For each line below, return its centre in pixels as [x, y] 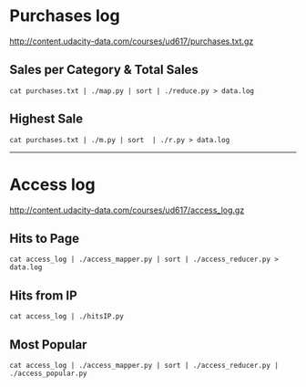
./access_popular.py [49, 373]
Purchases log [65, 16]
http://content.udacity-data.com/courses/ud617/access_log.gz [127, 210]
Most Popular [48, 345]
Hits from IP [43, 295]
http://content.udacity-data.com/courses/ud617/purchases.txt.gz [132, 41]
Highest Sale [46, 119]
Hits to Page [45, 238]
